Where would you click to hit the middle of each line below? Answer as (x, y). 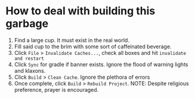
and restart (29, 58)
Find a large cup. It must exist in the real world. (72, 40)
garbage (27, 24)
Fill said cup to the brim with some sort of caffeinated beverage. (93, 47)
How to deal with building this (81, 11)
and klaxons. (30, 70)
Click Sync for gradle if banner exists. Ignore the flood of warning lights (101, 64)
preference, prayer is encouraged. (56, 89)
